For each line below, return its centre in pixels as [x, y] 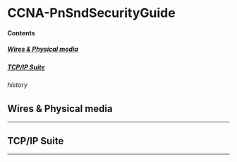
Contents [21, 33]
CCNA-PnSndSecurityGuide [91, 13]
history [18, 85]
